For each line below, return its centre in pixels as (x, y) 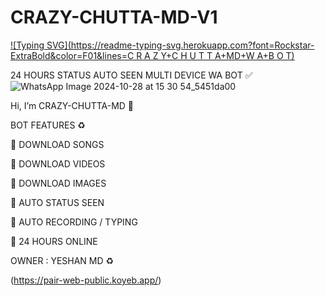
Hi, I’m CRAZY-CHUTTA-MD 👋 (72, 105)
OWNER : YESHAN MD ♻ (62, 260)
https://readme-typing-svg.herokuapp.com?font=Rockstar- (192, 45)
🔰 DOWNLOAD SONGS (57, 144)
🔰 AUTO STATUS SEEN (57, 202)
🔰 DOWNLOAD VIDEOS (58, 163)
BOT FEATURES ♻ (48, 125)
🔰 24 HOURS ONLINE (54, 241)
